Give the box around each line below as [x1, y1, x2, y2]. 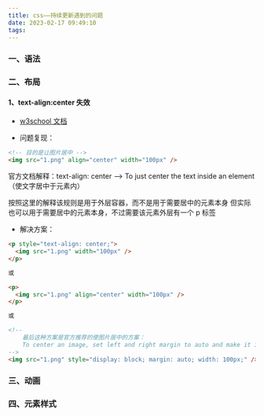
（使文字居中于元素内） [8, 182, 84, 191]
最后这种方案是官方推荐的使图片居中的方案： [22, 333, 145, 342]
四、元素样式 [8, 399, 57, 410]
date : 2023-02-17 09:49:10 [8, 19, 97, 27]
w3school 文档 [19, 116, 68, 126]
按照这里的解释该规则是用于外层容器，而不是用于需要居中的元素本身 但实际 [8, 198, 251, 208]
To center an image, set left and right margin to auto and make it [22, 341, 251, 348]
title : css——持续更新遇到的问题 [8, 11, 104, 20]
